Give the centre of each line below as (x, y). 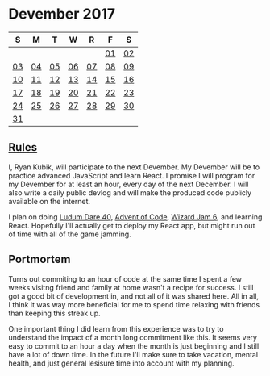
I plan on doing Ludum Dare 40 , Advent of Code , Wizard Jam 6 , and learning (135, 217)
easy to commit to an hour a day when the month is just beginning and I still (134, 346)
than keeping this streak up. (54, 313)
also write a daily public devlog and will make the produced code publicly (130, 192)
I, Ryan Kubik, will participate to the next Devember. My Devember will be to (134, 167)
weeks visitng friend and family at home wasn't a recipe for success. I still (131, 287)
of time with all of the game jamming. (70, 234)
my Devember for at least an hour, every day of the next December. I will (129, 184)
